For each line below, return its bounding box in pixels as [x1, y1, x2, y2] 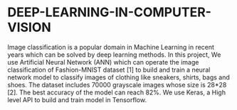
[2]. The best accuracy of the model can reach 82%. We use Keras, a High [7, 88, 226, 97]
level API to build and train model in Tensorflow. [7, 95, 147, 104]
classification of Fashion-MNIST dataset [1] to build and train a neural [7, 65, 211, 74]
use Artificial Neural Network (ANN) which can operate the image [7, 57, 199, 66]
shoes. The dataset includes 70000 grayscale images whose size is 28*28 [7, 80, 227, 89]
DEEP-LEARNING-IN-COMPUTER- [7, 4, 212, 21]
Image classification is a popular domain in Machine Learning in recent [7, 43, 215, 51]
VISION [7, 19, 51, 35]
